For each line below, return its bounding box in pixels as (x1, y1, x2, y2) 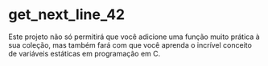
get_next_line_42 (8, 6, 126, 24)
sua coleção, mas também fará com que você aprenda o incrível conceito (8, 40, 252, 49)
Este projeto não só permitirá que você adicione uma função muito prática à (8, 32, 260, 41)
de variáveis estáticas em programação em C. (8, 49, 161, 58)
